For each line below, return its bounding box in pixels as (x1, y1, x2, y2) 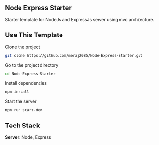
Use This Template (5, 31, 63, 39)
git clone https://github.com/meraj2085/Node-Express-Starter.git (5, 53, 143, 58)
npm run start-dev (5, 108, 42, 113)
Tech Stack (5, 121, 40, 129)
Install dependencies (5, 80, 47, 86)
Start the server (5, 98, 37, 104)
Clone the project (5, 44, 40, 50)
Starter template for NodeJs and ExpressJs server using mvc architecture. (5, 17, 155, 22)
